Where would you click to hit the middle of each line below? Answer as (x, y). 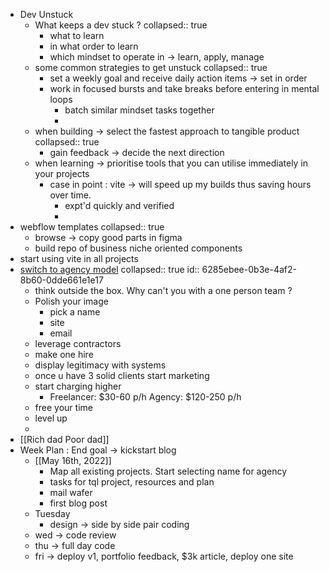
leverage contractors (78, 343)
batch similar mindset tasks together (139, 110)
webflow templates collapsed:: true (92, 227)
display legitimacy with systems (100, 365)
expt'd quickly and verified (119, 205)
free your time (63, 407)
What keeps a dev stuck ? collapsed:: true (121, 25)
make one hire (64, 354)
